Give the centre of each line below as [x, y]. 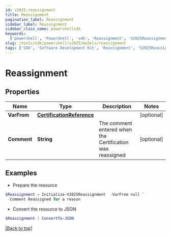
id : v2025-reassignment [31, 10]
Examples [21, 173]
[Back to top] [19, 228]
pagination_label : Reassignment [39, 19]
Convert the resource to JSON [44, 209]
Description [117, 106]
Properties [22, 92]
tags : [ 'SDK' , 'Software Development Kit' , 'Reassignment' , [70, 48]
